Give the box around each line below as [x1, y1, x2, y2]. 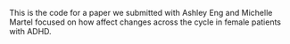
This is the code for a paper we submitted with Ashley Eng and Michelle [9, 8, 273, 18]
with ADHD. [9, 26, 52, 36]
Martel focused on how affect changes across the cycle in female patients [9, 17, 282, 27]
